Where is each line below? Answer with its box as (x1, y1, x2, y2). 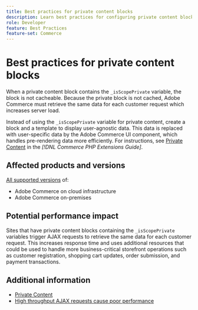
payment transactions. (6, 258, 61, 265)
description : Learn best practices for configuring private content (6, 14, 178, 20)
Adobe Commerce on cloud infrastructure (14, 187, 117, 195)
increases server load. (6, 107, 61, 114)
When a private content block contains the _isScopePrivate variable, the (6, 88, 181, 95)
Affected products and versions (6, 161, 126, 171)
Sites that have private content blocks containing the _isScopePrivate (6, 227, 175, 234)
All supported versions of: (6, 176, 69, 183)
